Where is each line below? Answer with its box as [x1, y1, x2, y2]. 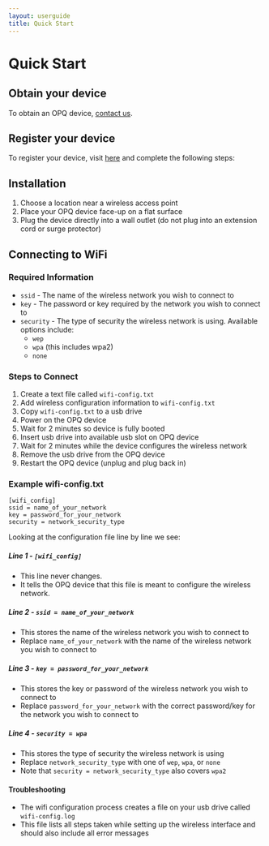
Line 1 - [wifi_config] [8, 551, 83, 560]
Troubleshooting [8, 784, 66, 794]
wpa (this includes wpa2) [32, 341, 113, 351]
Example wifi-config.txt [8, 479, 104, 490]
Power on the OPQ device [19, 415, 107, 425]
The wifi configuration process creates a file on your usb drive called [19, 802, 251, 812]
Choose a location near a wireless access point [19, 198, 178, 208]
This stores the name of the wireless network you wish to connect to [19, 628, 250, 638]
